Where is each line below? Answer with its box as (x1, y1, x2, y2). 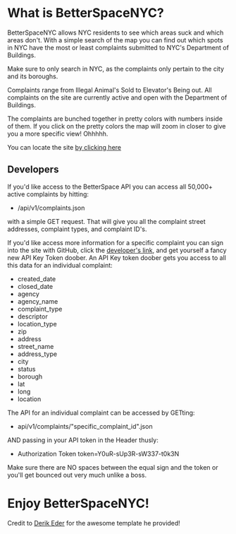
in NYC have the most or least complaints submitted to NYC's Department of (7, 43, 229, 52)
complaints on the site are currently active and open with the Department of (7, 93, 228, 102)
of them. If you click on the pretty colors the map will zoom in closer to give (7, 121, 226, 130)
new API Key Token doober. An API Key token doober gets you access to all (7, 253, 227, 262)
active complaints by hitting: (7, 189, 89, 198)
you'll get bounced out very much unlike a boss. (7, 470, 147, 479)
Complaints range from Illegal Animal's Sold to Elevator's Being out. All (7, 85, 213, 94)
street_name (17, 342, 54, 350)
